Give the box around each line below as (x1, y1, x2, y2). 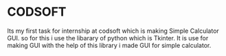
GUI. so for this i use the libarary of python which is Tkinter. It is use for (7, 33, 209, 42)
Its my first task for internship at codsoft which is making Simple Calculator (7, 27, 220, 35)
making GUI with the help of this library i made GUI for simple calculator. (7, 41, 212, 49)
